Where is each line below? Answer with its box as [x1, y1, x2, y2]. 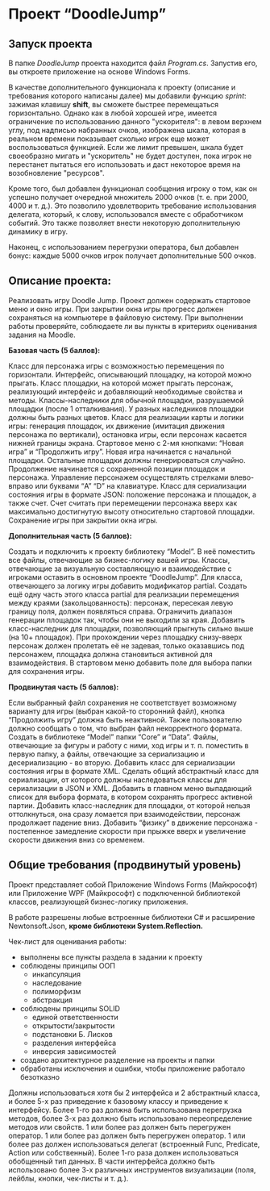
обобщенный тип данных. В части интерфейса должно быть [8, 1156, 215, 1166]
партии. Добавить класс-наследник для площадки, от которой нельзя [8, 800, 251, 810]
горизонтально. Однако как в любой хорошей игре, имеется [8, 108, 218, 118]
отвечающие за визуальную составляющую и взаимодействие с [8, 564, 232, 573]
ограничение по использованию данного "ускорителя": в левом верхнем [8, 117, 262, 126]
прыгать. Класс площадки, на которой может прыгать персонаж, [8, 378, 234, 388]
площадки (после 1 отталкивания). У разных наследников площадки [8, 404, 244, 414]
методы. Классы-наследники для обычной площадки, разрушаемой [8, 395, 244, 405]
